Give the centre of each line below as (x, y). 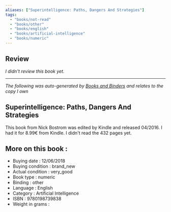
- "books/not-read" (31, 19)
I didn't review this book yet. (35, 71)
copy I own (17, 91)
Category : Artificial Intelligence (46, 193)
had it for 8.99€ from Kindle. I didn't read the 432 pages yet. (69, 133)
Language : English (33, 188)
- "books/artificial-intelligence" (48, 34)
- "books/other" (27, 24)
